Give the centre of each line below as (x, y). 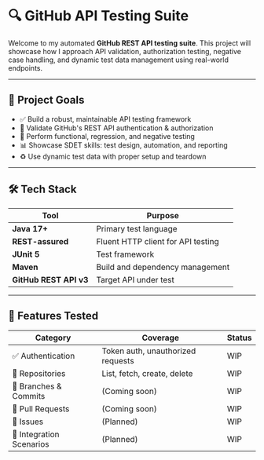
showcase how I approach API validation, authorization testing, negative (125, 51)
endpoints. (26, 68)
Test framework (125, 254)
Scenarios (31, 444)
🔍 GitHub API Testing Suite (99, 16)
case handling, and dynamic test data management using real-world (119, 60)
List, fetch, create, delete (147, 374)
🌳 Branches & (37, 386)
